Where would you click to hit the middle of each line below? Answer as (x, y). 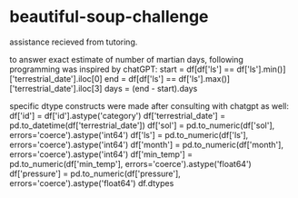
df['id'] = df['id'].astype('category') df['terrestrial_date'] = (117, 115)
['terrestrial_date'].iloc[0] (56, 78)
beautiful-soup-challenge (109, 17)
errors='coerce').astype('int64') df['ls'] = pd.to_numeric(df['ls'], (129, 134)
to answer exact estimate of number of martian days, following (126, 59)
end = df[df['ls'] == (140, 78)
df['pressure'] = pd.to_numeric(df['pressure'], (95, 173)
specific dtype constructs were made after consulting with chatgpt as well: (149, 105)
